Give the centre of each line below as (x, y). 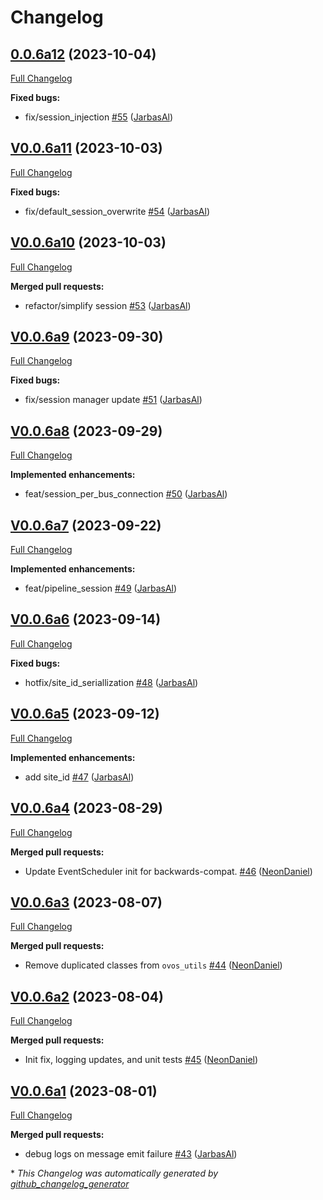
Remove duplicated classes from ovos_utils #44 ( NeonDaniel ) (153, 965)
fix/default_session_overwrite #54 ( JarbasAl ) (117, 211)
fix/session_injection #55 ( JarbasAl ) (99, 117)
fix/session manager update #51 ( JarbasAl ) (113, 400)
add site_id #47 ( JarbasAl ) (79, 777)
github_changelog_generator (70, 1183)
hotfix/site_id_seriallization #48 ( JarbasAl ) (111, 682)
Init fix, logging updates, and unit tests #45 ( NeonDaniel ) (141, 1060)
